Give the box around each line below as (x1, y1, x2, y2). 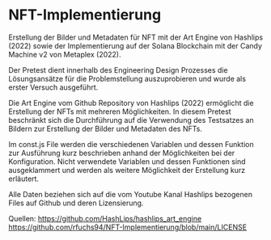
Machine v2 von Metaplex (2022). (8, 49, 121, 59)
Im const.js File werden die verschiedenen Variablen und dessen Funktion (8, 139, 254, 149)
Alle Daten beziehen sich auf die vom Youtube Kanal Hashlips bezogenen (8, 189, 253, 199)
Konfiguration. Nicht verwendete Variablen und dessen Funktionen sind (8, 156, 246, 166)
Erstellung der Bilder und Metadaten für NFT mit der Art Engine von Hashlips (8, 32, 264, 42)
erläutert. (8, 174, 39, 183)
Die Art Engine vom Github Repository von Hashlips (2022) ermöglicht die (8, 98, 254, 107)
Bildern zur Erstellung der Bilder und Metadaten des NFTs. (8, 124, 202, 133)
